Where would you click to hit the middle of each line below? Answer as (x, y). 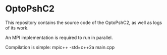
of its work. (17, 27)
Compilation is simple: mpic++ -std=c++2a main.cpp (60, 47)
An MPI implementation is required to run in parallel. (59, 37)
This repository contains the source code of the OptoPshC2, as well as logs (84, 22)
